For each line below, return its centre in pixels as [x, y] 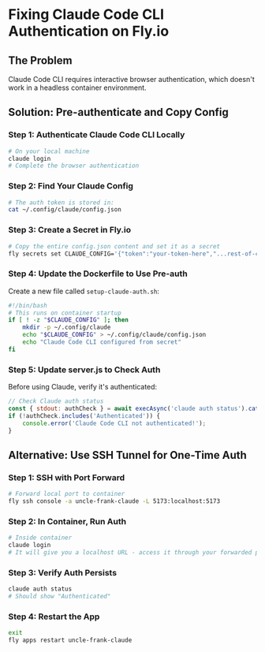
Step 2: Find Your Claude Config [71, 186]
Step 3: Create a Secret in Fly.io [70, 230]
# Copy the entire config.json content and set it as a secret [114, 246]
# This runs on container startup [65, 313]
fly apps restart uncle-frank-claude [70, 640]
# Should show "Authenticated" [60, 597]
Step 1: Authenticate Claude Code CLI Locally [97, 135]
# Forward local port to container [67, 494]
